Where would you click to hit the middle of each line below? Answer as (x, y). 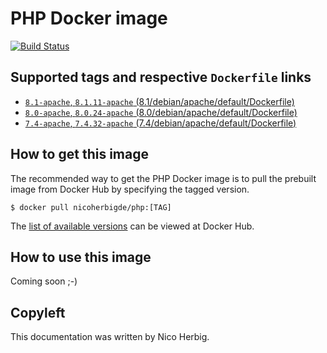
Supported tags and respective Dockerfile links (161, 77)
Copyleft (38, 312)
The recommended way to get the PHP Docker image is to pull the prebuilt (163, 178)
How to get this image (79, 154)
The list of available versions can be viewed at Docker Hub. (132, 226)
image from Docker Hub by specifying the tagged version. (130, 189)
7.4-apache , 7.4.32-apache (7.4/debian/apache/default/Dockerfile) (160, 123)
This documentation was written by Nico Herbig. (110, 337)
